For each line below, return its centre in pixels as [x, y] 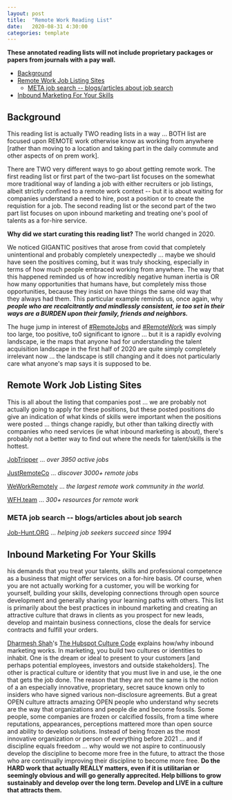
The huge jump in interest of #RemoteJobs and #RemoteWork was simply [112, 327]
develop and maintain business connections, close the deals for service [109, 622]
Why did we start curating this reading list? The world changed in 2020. [111, 234]
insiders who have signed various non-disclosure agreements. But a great [112, 694]
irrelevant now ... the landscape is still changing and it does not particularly [114, 356]
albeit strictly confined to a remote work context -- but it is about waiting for [115, 192]
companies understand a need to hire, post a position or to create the [106, 198]
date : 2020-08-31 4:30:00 [48, 26]
